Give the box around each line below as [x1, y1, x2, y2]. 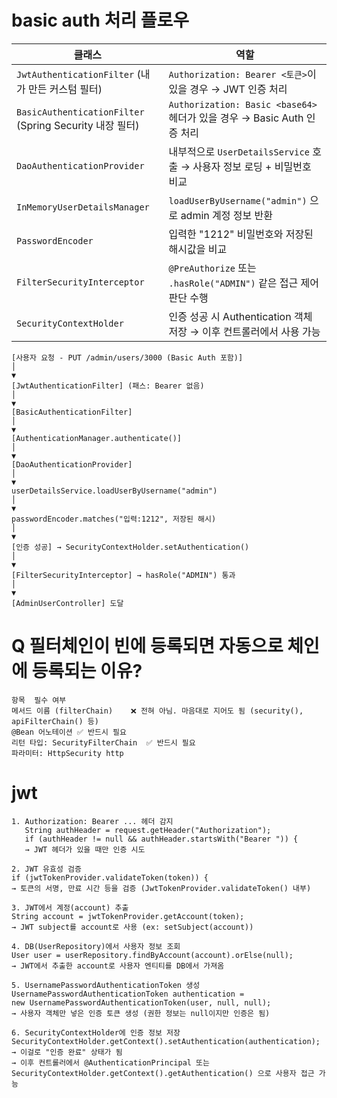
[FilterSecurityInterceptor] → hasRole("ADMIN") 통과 [11, 570, 236, 580]
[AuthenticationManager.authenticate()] [11, 433, 183, 443]
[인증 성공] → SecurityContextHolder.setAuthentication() [11, 542, 250, 552]
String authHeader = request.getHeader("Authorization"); [24, 825, 272, 835]
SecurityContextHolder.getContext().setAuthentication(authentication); [11, 1036, 321, 1046]
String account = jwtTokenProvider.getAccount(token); [11, 911, 245, 921]
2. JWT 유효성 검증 [11, 864, 82, 874]
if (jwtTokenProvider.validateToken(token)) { [11, 872, 209, 883]
